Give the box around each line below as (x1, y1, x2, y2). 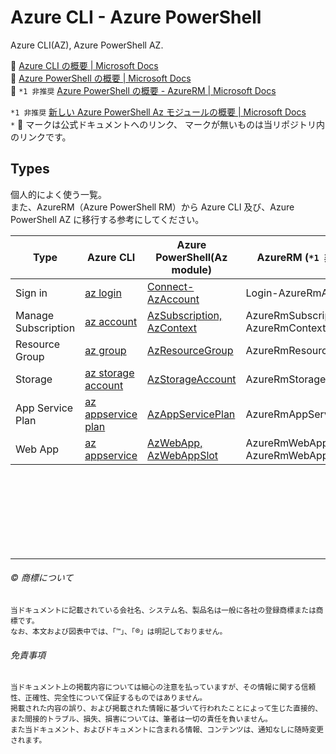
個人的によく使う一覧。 (10, 188, 107, 200)
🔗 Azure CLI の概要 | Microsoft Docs (10, 59, 159, 71)
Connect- (147, 279, 195, 293)
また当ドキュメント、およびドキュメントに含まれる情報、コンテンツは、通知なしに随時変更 (10, 725, 324, 735)
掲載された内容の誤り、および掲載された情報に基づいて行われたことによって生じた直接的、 (10, 704, 323, 714)
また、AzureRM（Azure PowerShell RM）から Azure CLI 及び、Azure (10, 201, 295, 213)
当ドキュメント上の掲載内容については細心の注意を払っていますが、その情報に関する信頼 (10, 682, 317, 693)
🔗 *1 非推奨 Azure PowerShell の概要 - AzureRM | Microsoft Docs (10, 84, 277, 96)
